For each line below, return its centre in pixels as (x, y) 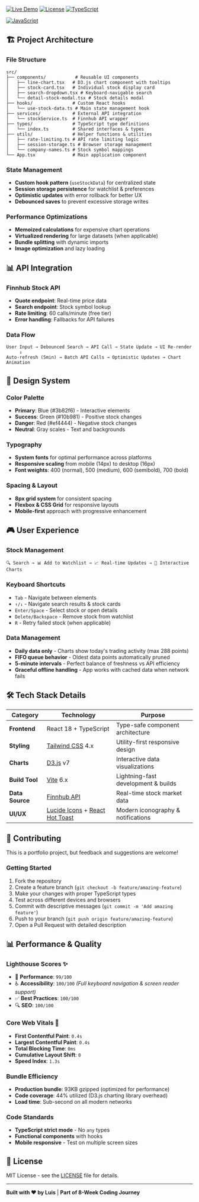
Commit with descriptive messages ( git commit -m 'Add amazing (94, 906)
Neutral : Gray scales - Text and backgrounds (70, 429)
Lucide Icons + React (76, 810)
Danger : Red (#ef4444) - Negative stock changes (76, 423)
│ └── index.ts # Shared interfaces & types (75, 129)
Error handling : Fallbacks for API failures (64, 319)
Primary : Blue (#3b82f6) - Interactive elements (72, 410)
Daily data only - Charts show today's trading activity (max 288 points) (102, 650)
